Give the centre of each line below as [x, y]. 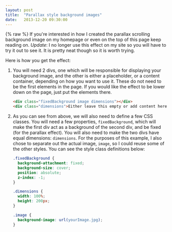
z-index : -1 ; [32, 178]
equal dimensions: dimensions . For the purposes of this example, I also [87, 138]
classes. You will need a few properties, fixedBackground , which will [84, 122]
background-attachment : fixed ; [51, 163]
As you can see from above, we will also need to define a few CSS [83, 117]
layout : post [19, 10]
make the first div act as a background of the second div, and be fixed [87, 127]
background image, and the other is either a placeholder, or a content [86, 76]
